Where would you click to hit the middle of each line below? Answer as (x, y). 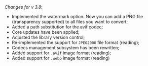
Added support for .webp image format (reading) (61, 58)
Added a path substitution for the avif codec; (57, 27)
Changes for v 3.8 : (24, 7)
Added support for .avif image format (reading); (61, 53)
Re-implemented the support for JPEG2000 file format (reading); (75, 43)
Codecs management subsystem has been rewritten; (65, 48)
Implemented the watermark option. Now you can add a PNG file (77, 16)
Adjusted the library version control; (48, 37)
